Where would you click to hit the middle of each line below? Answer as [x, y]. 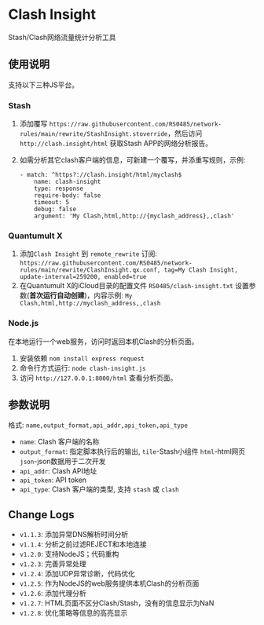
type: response [59, 189]
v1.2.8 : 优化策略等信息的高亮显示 [73, 613]
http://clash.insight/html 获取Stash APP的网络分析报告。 [116, 144]
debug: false [55, 210]
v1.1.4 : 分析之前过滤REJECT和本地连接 [83, 544]
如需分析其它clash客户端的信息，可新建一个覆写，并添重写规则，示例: [132, 160]
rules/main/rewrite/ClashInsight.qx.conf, [90, 270]
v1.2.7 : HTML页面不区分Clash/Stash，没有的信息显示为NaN [117, 603]
